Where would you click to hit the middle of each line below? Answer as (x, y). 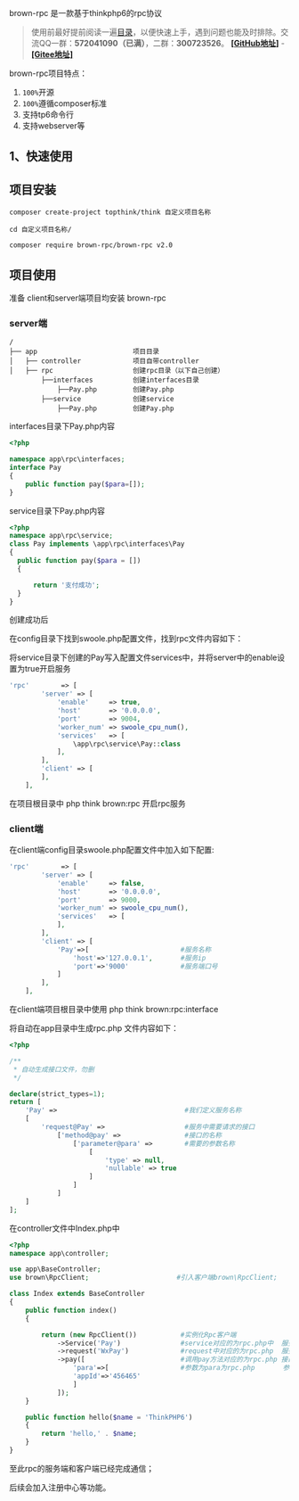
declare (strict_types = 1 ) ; (57, 1094)
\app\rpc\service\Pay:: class (126, 744)
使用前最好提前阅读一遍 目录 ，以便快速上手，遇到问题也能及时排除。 (156, 32)
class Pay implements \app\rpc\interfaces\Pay (97, 544)
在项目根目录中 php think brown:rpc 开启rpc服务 (98, 803)
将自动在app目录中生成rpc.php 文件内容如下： (94, 1028)
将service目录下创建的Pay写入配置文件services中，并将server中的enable (143, 657)
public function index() (71, 1310)
